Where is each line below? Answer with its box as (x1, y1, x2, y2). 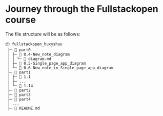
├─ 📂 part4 (7, 96, 31, 102)
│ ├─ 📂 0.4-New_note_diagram (7, 52, 70, 57)
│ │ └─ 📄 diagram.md (7, 56, 52, 62)
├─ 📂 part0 (7, 47, 31, 52)
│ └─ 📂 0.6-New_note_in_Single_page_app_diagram (7, 65, 114, 70)
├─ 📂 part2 (7, 88, 31, 93)
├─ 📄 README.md (7, 106, 40, 111)
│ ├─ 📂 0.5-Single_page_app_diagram (7, 61, 86, 66)
